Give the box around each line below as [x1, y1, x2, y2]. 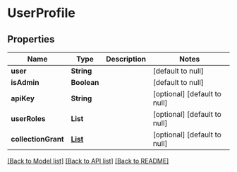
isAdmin [11, 78, 39, 87]
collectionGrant [11, 134, 65, 144]
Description [105, 55, 147, 64]
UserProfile [7, 5, 75, 21]
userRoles [11, 114, 46, 123]
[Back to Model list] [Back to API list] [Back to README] [7, 157, 169, 165]
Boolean [71, 78, 99, 87]
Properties [7, 33, 55, 45]
